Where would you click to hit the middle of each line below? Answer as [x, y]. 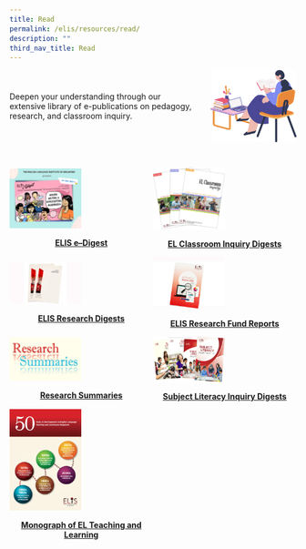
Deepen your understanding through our [85, 97]
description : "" [40, 38]
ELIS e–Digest [81, 243]
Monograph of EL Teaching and [82, 525]
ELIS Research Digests [82, 318]
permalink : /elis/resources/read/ [75, 29]
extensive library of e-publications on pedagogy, [101, 107]
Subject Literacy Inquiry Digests [224, 396]
